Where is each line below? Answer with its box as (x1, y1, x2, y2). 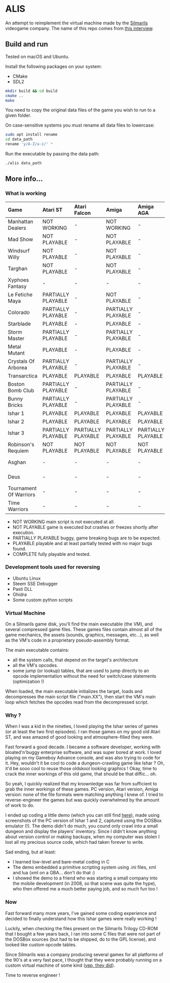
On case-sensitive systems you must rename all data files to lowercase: (5, 122, 155, 129)
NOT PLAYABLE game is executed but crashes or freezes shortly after (12, 524, 158, 530)
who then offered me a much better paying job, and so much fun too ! (12, 886, 158, 892)
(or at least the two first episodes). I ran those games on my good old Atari (5, 728, 160, 735)
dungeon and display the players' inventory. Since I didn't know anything (5, 829, 157, 835)
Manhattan (8, 218, 34, 225)
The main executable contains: (5, 647, 69, 653)
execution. (12, 529, 35, 535)
